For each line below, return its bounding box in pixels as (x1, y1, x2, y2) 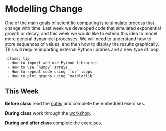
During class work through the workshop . (5, 110, 91, 116)
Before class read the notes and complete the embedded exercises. (5, 100, 146, 106)
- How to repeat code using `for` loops (7, 69, 93, 74)
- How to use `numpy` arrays (7, 65, 68, 70)
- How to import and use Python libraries (7, 60, 97, 65)
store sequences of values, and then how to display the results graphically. (5, 41, 159, 47)
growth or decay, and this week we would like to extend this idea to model (5, 30, 158, 36)
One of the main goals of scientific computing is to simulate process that (5, 20, 155, 26)
